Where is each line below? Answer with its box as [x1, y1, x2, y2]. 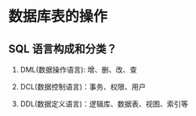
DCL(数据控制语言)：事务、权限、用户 [19, 82, 147, 91]
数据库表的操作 [8, 7, 108, 26]
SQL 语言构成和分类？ [8, 42, 117, 56]
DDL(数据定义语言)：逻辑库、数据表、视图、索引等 [19, 99, 189, 109]
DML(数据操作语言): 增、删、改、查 [19, 65, 137, 74]
